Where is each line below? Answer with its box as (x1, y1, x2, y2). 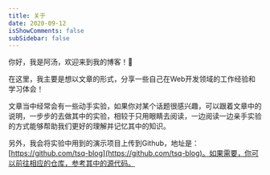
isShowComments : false (8, 26, 84, 35)
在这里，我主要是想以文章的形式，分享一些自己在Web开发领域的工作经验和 (8, 74, 256, 84)
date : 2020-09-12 (8, 19, 67, 27)
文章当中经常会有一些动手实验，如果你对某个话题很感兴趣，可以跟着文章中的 (8, 101, 262, 111)
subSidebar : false (8, 34, 70, 43)
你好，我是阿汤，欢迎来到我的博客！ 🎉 (8, 57, 133, 67)
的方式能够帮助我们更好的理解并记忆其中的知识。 (8, 121, 170, 131)
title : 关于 (8, 11, 46, 20)
